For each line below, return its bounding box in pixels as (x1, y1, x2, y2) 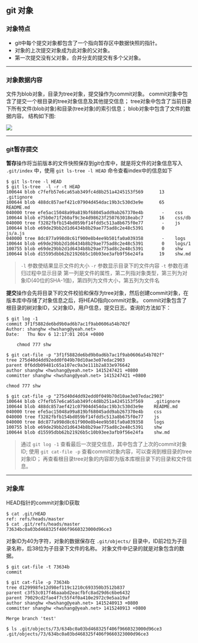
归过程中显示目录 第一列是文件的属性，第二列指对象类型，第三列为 (20, 270, 183, 277)
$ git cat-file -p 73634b (6, 579, 70, 585)
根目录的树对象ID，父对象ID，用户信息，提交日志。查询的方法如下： (6, 304, 171, 311)
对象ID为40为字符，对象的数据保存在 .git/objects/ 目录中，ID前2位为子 (6, 537, 183, 544)
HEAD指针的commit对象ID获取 (6, 499, 80, 506)
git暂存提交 (6, 145, 38, 153)
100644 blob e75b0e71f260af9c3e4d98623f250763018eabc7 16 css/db (6, 215, 192, 221)
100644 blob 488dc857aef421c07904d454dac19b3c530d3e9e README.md (6, 403, 178, 410)
